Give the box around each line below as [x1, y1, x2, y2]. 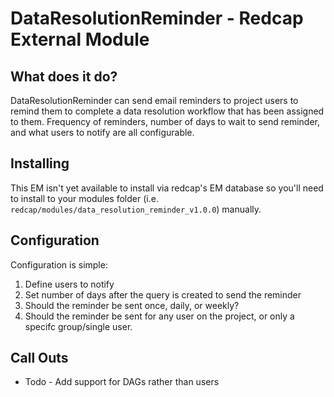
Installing [10, 155, 70, 172]
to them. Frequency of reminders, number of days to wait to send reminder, [10, 116, 320, 127]
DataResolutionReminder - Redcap [10, 7, 304, 30]
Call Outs [10, 350, 69, 367]
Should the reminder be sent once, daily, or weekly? [24, 299, 240, 311]
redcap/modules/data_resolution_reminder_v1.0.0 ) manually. [10, 203, 262, 215]
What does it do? [10, 68, 118, 85]
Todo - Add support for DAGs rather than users [24, 376, 220, 388]
